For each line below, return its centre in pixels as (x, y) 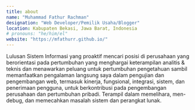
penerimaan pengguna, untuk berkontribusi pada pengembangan (86, 88)
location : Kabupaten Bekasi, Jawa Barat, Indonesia (72, 28)
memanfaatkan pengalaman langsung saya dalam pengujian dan (85, 75)
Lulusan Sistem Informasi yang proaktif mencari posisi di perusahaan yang (98, 56)
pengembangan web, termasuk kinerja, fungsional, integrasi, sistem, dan (95, 81)
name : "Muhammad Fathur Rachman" (48, 17)
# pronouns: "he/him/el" (37, 34)
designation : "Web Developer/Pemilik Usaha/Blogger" (73, 23)
